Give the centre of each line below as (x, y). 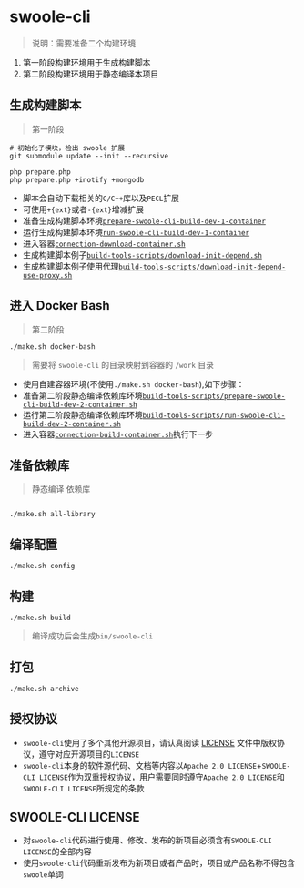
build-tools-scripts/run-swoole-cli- (214, 415)
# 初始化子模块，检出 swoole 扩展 (67, 148)
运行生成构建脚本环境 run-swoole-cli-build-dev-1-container (136, 232)
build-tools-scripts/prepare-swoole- (214, 396)
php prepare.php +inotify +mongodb (77, 179)
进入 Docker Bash (60, 306)
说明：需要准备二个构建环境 (84, 43)
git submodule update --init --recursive (89, 156)
